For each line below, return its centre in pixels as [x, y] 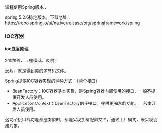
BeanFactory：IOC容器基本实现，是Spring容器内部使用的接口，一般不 [81, 91]
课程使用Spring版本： [27, 7]
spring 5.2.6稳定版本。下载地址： [38, 17]
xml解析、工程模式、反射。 [32, 60]
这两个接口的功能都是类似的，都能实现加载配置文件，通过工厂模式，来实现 [79, 119]
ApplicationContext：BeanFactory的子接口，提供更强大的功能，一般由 [82, 103]
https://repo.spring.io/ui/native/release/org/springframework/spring [73, 23]
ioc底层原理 [17, 49]
